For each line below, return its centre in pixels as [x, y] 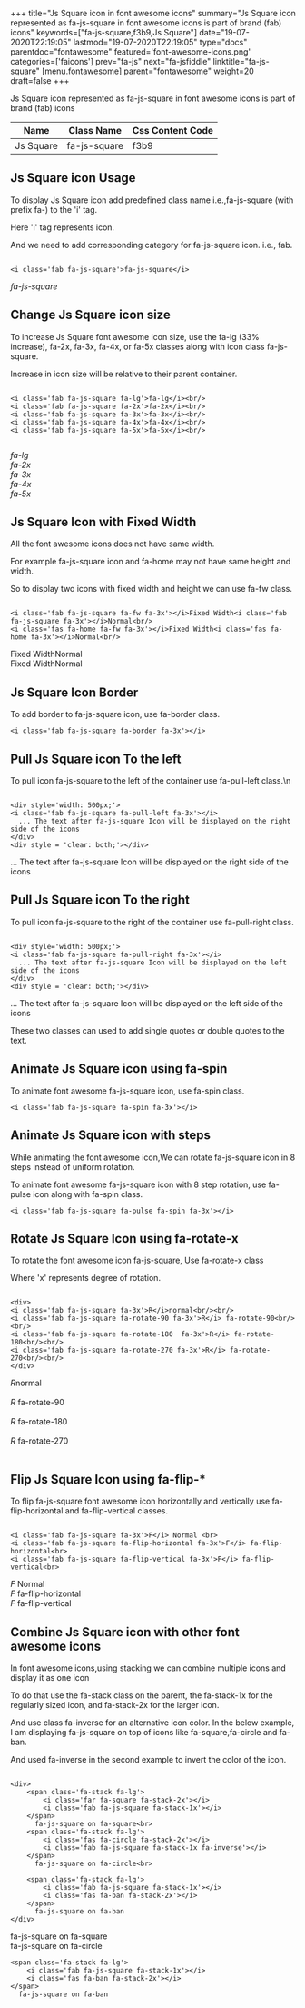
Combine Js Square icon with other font [125, 1632]
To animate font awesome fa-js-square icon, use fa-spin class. [128, 1091]
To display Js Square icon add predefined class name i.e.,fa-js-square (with [152, 200]
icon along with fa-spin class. [88, 1194]
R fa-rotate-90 [37, 1403]
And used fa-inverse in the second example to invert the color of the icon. [148, 1759]
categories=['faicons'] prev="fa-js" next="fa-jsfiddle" [111, 61]
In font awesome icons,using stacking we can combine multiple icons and [148, 1668]
